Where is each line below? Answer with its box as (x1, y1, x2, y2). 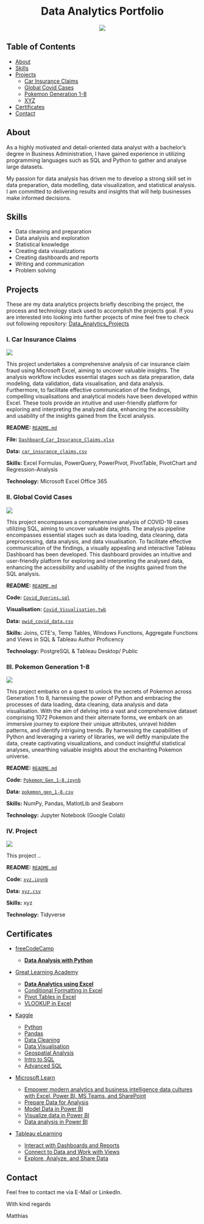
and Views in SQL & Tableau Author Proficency (6, 635, 124, 643)
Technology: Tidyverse (6, 911, 66, 918)
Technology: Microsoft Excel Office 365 (6, 478, 108, 485)
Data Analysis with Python (24, 957, 93, 964)
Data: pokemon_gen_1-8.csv (6, 788, 74, 796)
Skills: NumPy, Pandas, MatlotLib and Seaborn (6, 800, 124, 807)
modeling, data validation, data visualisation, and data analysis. (6, 380, 164, 387)
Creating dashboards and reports (15, 254, 99, 261)
